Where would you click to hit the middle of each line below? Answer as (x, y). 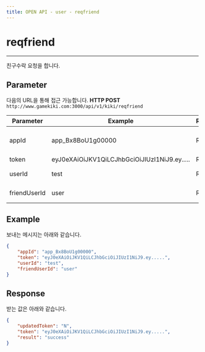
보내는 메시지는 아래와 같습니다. (44, 234)
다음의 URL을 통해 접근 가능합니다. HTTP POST (63, 100)
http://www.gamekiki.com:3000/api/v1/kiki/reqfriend (75, 107)
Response (26, 293)
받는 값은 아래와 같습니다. (37, 309)
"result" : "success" (43, 337)
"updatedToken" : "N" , (45, 326)
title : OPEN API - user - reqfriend (53, 12)
